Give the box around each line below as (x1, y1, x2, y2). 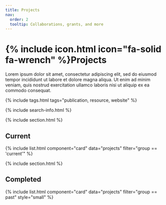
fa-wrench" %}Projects (5, 54, 107, 66)
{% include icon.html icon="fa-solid (5, 44, 161, 55)
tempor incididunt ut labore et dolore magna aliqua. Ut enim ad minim (5, 77, 151, 83)
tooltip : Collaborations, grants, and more (10, 21, 103, 27)
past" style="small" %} (5, 194, 53, 200)
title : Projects (5, 7, 40, 13)
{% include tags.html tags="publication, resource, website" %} (5, 97, 137, 103)
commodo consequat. (5, 87, 51, 94)
